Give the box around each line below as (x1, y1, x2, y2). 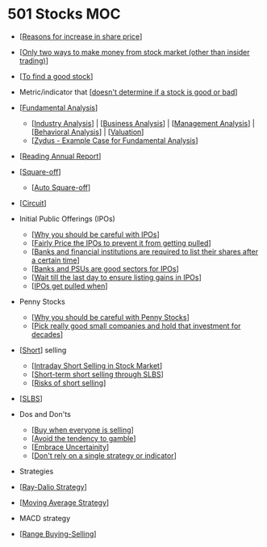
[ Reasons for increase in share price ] (19, 32, 143, 41)
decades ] (31, 329, 64, 339)
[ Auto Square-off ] (31, 183, 91, 192)
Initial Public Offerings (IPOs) (19, 213, 116, 223)
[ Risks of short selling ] (31, 377, 106, 388)
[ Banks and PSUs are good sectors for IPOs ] (31, 263, 179, 273)
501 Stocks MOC (7, 5, 121, 23)
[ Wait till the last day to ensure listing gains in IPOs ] (31, 272, 202, 282)
